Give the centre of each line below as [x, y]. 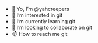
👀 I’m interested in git [37, 15]
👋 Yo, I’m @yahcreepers [41, 9]
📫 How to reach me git [39, 34]
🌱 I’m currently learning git [43, 21]
